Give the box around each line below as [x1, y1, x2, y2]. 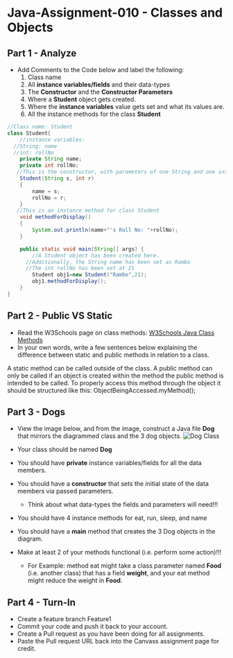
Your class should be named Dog [17, 446, 112, 454]
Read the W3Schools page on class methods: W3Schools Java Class [17, 328, 215, 337]
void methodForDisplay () [19, 214, 92, 221]
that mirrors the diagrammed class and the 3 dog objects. [17, 432, 182, 440]
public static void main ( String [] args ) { [19, 245, 144, 253]
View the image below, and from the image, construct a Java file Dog [17, 425, 215, 433]
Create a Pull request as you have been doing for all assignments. [17, 630, 205, 638]
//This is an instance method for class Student [16, 207, 159, 214]
